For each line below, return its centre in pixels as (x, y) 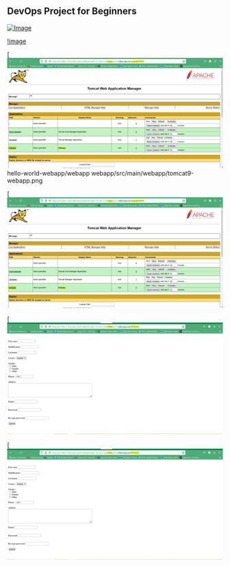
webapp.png (25, 180)
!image (17, 41)
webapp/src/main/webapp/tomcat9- (143, 174)
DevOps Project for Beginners (72, 11)
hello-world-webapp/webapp (49, 174)
